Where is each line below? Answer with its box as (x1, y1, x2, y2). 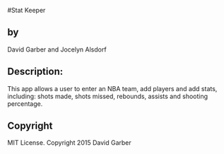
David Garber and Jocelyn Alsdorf (7, 45, 107, 54)
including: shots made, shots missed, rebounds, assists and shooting (7, 92, 208, 100)
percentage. (7, 99, 43, 108)
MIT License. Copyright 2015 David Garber (7, 138, 132, 147)
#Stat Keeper (7, 6, 46, 14)
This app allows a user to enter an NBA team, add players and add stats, (7, 84, 218, 93)
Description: (7, 66, 64, 78)
